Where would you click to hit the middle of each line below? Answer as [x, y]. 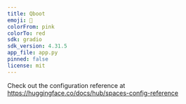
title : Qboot [26, 14]
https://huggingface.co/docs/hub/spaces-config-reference [93, 93]
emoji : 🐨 [20, 20]
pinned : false [28, 59]
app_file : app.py [33, 53]
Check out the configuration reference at [66, 85]
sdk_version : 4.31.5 [38, 46]
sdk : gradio [25, 40]
